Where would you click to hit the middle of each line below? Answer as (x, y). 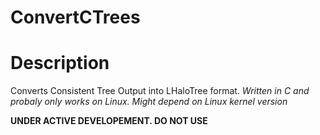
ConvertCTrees (75, 17)
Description (60, 63)
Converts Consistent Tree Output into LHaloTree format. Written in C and (160, 91)
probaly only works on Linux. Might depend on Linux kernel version (149, 102)
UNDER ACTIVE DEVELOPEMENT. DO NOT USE (109, 121)
